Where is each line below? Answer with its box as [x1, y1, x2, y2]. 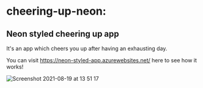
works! [6, 63, 24, 70]
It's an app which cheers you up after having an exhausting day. [6, 45, 168, 52]
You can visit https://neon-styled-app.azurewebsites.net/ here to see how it [6, 57, 197, 64]
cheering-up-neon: [6, 4, 106, 18]
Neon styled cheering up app [6, 29, 119, 39]
